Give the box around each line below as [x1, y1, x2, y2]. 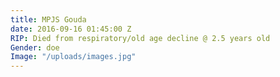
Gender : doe [10, 42, 60, 53]
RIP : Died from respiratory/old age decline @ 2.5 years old [10, 33, 271, 43]
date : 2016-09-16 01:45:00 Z [10, 24, 132, 34]
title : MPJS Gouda [10, 14, 87, 25]
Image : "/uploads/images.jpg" [10, 52, 137, 62]
